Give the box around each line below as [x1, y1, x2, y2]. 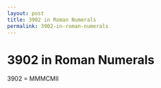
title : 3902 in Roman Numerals [7, 16, 97, 23]
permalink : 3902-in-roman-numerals [7, 23, 109, 29]
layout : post [7, 10, 45, 17]
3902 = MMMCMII [7, 74, 60, 83]
